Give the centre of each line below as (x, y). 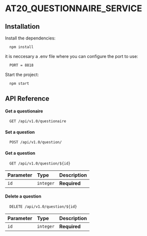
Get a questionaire (24, 111)
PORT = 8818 (22, 65)
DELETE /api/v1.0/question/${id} (43, 207)
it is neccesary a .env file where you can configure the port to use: (72, 56)
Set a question (20, 132)
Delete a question (23, 196)
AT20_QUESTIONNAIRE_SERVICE (73, 9)
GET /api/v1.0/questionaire (38, 121)
